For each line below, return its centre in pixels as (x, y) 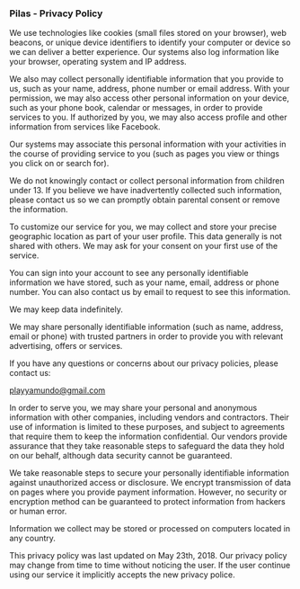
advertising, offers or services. (66, 346)
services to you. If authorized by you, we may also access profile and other (148, 117)
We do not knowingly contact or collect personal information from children (147, 181)
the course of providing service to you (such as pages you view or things (145, 154)
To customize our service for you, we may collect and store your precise (143, 227)
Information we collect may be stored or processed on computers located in (150, 529)
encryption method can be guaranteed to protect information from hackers (147, 502)
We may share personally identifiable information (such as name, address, (146, 327)
